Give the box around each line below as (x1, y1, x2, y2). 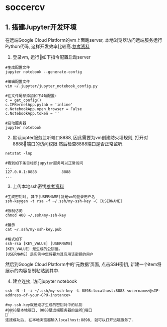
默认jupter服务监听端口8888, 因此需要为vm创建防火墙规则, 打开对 (12, 135, 148, 140)
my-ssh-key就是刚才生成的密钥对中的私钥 (7, 302, 83, 307)
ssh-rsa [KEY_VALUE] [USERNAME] (5, 241, 73, 246)
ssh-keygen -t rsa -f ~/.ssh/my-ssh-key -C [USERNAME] (5, 199, 123, 204)
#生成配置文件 (5, 65, 30, 70)
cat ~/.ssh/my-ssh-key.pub (5, 227, 62, 232)
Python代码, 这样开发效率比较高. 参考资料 (5, 43, 90, 49)
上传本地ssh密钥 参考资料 (12, 183, 64, 189)
